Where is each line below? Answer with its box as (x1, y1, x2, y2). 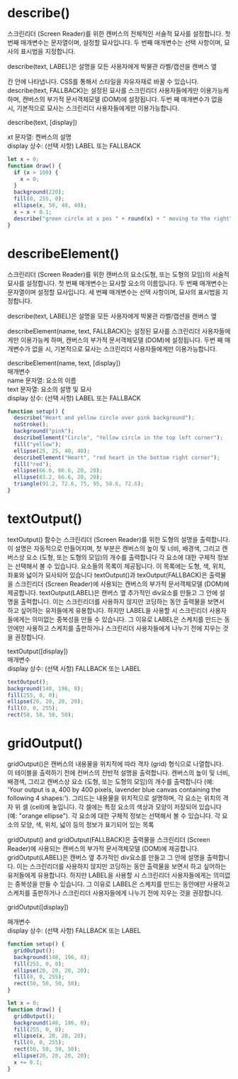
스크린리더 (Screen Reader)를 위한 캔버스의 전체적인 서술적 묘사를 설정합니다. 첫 (7, 29, 231, 38)
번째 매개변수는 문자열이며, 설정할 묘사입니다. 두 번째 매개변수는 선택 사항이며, (7, 38, 223, 47)
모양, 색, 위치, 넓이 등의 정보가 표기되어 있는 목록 (20, 821, 154, 829)
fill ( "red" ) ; (13, 460, 52, 467)
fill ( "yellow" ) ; (13, 441, 62, 448)
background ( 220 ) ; (13, 189, 65, 196)
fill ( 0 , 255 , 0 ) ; (13, 195, 65, 203)
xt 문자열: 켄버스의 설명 (7, 133, 72, 141)
